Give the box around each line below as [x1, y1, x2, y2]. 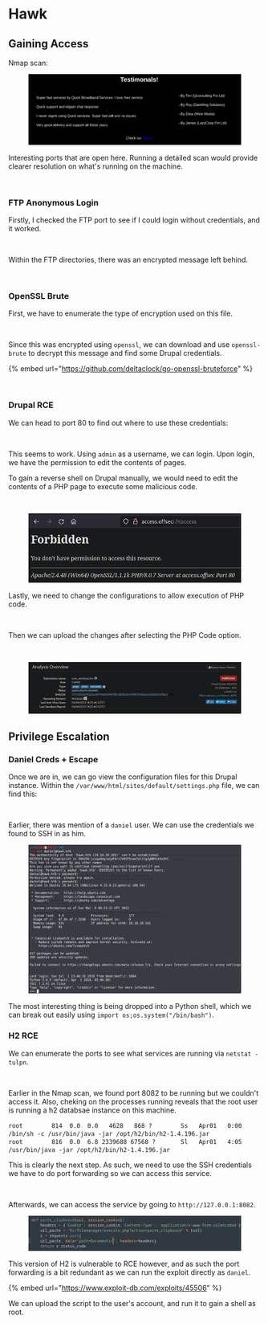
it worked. [8, 224, 42, 234]
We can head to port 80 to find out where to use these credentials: [8, 418, 229, 427]
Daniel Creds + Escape [8, 753, 99, 765]
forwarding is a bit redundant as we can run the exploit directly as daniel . [8, 1267, 251, 1277]
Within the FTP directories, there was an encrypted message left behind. [8, 255, 249, 265]
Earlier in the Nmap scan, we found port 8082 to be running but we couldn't [8, 1088, 259, 1097]
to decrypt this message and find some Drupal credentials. [27, 349, 222, 358]
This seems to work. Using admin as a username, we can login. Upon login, [8, 449, 255, 459]
